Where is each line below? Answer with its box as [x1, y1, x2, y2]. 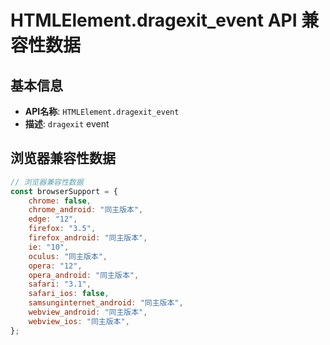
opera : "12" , [28, 261, 83, 271]
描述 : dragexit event [24, 118, 110, 130]
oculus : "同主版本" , [28, 251, 108, 261]
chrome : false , [28, 196, 92, 206]
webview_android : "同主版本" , [28, 307, 148, 318]
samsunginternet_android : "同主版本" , [28, 298, 184, 308]
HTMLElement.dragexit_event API [10, 9, 298, 32]
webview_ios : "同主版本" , [28, 316, 130, 326]
